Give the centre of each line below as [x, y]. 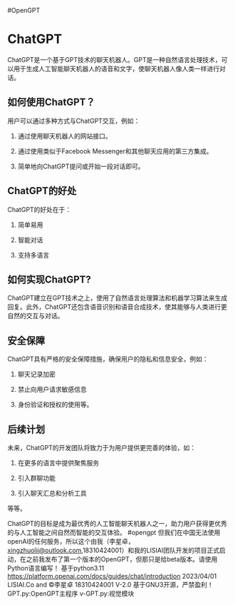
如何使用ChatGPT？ [51, 102]
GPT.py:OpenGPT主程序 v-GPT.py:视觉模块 [71, 594]
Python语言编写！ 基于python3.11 [56, 568]
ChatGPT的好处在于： [40, 209]
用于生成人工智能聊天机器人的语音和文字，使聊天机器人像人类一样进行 [116, 68]
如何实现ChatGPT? [49, 279]
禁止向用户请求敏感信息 [52, 390]
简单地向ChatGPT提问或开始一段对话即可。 [81, 166]
